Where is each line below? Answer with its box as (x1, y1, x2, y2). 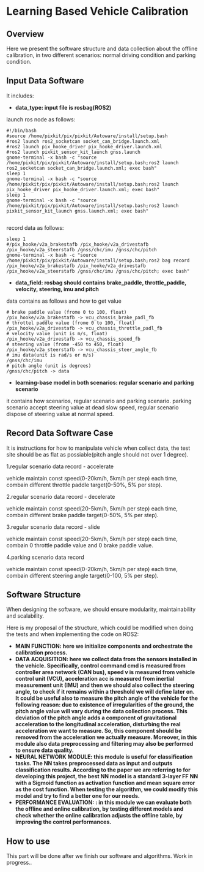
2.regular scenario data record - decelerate (6, 493, 115, 500)
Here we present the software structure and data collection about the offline (6, 45, 198, 52)
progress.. (6, 859, 32, 866)
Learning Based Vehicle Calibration (6, 4, 189, 18)
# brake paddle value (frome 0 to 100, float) (6, 309, 127, 315)
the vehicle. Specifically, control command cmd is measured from (15, 662, 186, 669)
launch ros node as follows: (6, 115, 76, 123)
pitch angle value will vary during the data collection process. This (15, 708, 188, 715)
